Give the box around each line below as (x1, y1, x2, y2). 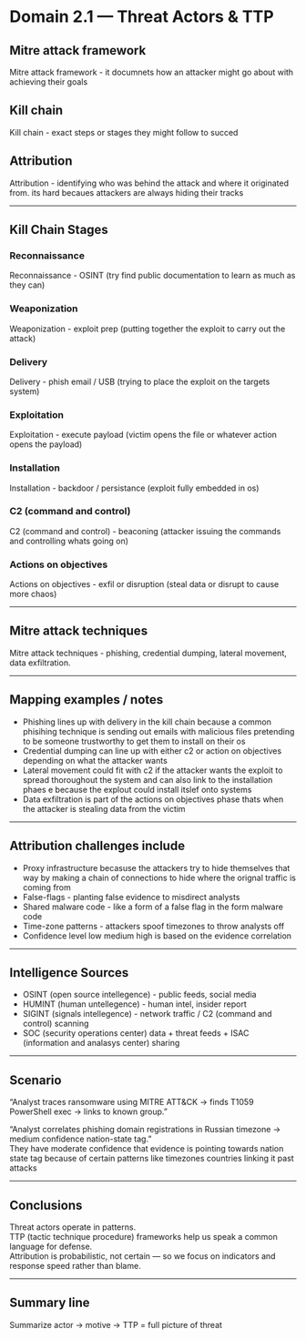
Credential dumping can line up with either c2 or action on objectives (22, 745, 282, 756)
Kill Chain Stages (9, 222, 109, 238)
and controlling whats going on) (9, 535, 129, 546)
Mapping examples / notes (9, 692, 164, 707)
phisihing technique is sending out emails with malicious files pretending (22, 725, 295, 736)
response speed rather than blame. (9, 1260, 141, 1271)
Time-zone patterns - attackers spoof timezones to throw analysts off (22, 920, 285, 931)
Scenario (9, 1072, 62, 1088)
